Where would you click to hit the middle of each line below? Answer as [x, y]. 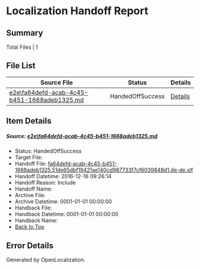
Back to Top [29, 227]
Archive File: [30, 195]
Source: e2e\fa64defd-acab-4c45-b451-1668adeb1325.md [82, 136]
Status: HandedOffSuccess [48, 151]
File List [21, 66]
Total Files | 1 [22, 47]
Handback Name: [36, 220]
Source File [57, 83]
